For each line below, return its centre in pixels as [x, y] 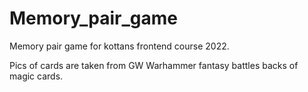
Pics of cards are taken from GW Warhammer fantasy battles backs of [154, 65]
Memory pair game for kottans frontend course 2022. [119, 46]
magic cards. [36, 76]
